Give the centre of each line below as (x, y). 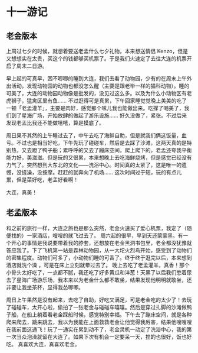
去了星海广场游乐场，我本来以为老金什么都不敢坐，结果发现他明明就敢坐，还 (99, 280)
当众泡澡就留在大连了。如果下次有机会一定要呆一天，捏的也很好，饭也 (101, 336)
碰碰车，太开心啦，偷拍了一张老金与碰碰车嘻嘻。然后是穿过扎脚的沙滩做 (99, 307)
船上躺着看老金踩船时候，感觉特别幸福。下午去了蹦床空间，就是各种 (109, 315)
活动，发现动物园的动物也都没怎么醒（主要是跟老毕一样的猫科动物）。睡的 (100, 86)
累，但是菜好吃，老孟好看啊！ (42, 180)
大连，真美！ (22, 192)
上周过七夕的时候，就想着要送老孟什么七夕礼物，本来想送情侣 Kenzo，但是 (97, 51)
